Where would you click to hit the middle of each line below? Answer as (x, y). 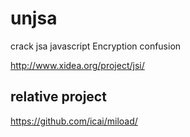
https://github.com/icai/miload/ (74, 121)
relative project (58, 97)
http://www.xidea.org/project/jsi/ (77, 65)
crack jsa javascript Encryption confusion (96, 46)
